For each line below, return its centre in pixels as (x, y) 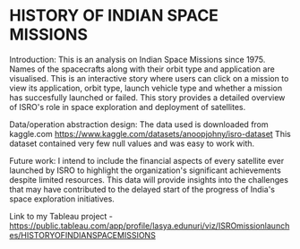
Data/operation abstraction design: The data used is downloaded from (139, 124)
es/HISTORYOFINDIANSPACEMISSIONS (83, 235)
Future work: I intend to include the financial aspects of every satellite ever (147, 160)
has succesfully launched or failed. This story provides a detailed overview (147, 97)
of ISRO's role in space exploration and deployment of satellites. (128, 107)
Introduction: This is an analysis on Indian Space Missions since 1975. (137, 59)
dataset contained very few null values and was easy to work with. (132, 143)
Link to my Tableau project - (61, 216)
